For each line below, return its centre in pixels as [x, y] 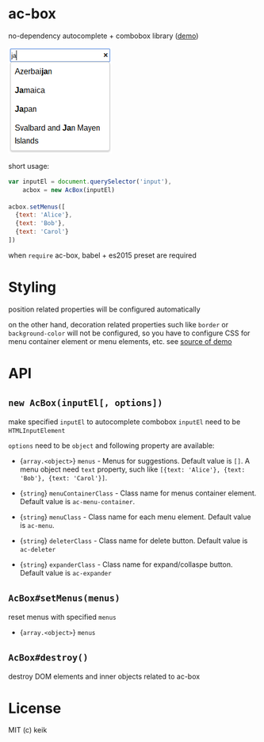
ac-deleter [38, 549]
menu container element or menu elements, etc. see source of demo [120, 341]
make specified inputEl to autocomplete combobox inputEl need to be [124, 422]
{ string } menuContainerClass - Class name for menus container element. [138, 493]
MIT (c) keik [28, 730]
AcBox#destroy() [48, 658]
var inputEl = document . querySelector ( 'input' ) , [90, 182]
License [35, 708]
